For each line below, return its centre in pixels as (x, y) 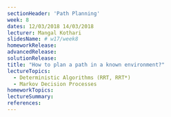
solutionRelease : (32, 58)
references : (24, 103)
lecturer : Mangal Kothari (44, 33)
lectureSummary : (30, 97)
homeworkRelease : (32, 45)
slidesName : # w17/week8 (43, 39)
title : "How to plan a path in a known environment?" (86, 65)
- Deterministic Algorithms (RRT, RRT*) (72, 77)
